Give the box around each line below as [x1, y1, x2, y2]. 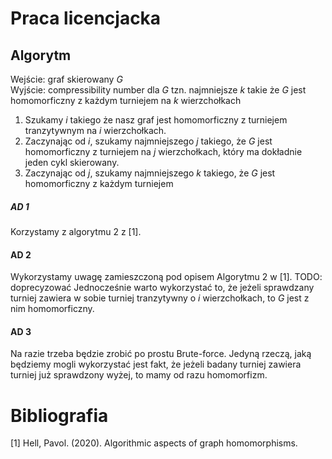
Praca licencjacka [10, 7, 162, 30]
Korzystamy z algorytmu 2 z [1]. [10, 225, 142, 237]
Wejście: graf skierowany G [10, 73, 123, 85]
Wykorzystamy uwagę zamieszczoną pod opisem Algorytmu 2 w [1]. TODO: [10, 271, 323, 283]
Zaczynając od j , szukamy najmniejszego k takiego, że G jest [24, 167, 276, 179]
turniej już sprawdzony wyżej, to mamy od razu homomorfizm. [10, 369, 268, 381]
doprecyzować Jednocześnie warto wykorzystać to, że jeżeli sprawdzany [10, 282, 315, 294]
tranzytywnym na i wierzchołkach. [24, 125, 167, 136]
